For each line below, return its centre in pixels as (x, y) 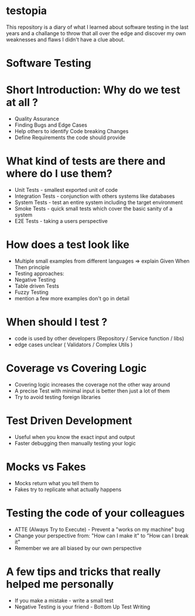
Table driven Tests (37, 286)
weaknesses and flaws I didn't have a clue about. (65, 39)
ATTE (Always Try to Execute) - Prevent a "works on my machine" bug (99, 529)
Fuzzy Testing (31, 292)
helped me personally (60, 584)
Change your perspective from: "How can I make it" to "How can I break (102, 536)
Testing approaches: (39, 273)
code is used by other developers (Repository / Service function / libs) (99, 338)
